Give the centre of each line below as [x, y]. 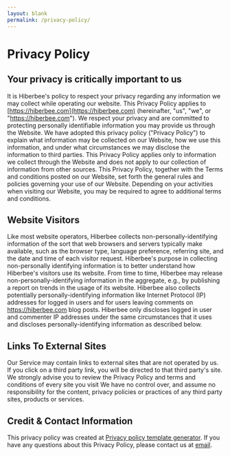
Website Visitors [44, 220]
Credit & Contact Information [70, 421]
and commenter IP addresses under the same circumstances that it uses [110, 317]
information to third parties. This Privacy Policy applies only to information [112, 154]
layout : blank [27, 13]
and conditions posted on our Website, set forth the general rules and [105, 176]
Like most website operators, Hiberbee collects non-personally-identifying [112, 237]
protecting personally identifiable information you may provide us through [111, 125]
